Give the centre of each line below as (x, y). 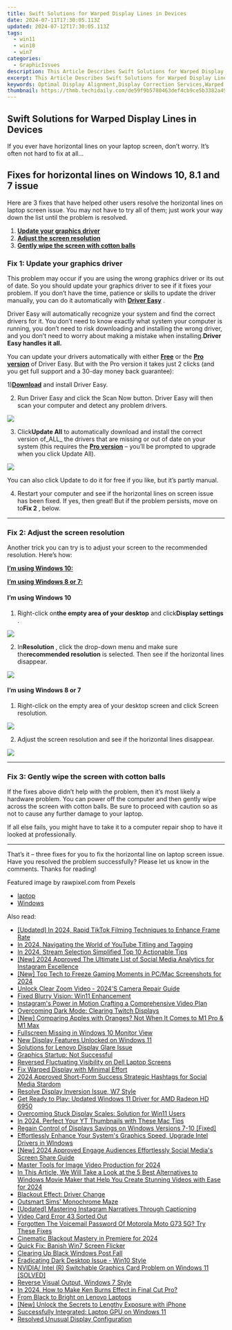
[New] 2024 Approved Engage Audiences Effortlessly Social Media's (115, 1150)
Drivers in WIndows (45, 1143)
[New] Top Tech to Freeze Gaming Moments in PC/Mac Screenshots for (119, 974)
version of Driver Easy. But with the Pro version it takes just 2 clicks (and (111, 364)
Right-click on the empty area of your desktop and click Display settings (120, 613)
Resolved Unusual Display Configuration (75, 1319)
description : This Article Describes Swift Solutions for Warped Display (116, 71)
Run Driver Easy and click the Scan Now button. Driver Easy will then (115, 398)
